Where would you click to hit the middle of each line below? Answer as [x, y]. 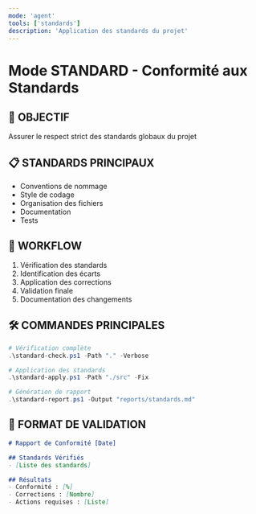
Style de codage [47, 195]
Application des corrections [66, 282]
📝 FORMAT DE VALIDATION [77, 424]
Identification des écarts [60, 273]
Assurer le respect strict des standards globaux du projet [103, 137]
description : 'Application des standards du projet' [98, 31]
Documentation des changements [76, 299]
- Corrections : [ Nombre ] [51, 495]
